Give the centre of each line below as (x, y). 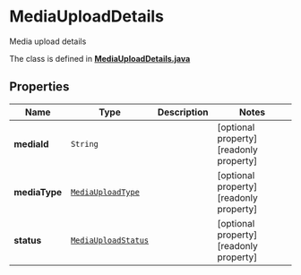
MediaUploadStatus (110, 240)
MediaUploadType (105, 192)
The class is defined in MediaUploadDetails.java (100, 58)
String (84, 144)
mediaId (31, 143)
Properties (39, 87)
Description (183, 112)
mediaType (38, 192)
